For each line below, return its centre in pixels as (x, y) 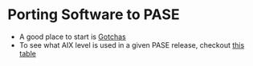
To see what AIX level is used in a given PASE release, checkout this (132, 45)
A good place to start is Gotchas (72, 37)
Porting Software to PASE (94, 15)
